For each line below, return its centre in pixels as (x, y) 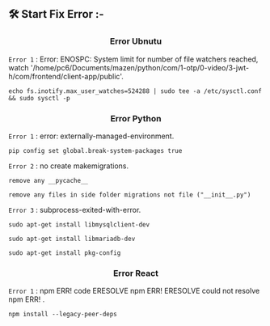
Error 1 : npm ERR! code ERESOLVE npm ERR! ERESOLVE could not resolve (134, 291)
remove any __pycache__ (49, 180)
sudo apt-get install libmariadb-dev (72, 239)
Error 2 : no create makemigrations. (69, 166)
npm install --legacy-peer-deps (63, 315)
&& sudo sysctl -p (39, 98)
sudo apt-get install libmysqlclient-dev (79, 224)
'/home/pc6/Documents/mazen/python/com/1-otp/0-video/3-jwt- (139, 67)
